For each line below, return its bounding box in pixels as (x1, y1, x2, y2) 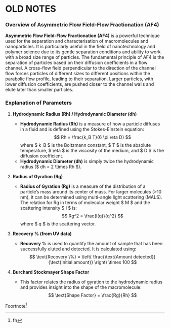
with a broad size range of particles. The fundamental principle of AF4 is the (5, 54, 164, 60)
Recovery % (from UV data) (12, 231, 72, 237)
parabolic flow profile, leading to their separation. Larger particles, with (5, 76, 153, 82)
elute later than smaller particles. (5, 87, 74, 93)
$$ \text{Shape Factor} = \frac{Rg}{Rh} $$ (48, 292, 137, 298)
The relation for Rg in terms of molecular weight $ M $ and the (20, 199, 150, 206)
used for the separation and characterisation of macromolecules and (5, 38, 148, 44)
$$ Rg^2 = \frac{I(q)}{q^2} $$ (61, 213, 124, 219)
